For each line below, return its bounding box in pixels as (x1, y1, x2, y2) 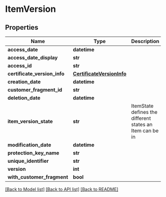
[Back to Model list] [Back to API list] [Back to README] (5, 187, 119, 192)
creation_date (7, 78, 41, 85)
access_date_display (7, 54, 58, 61)
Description (131, 38, 160, 45)
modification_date (7, 142, 51, 148)
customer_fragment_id (7, 87, 63, 93)
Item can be (131, 127, 159, 134)
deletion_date (7, 95, 41, 101)
